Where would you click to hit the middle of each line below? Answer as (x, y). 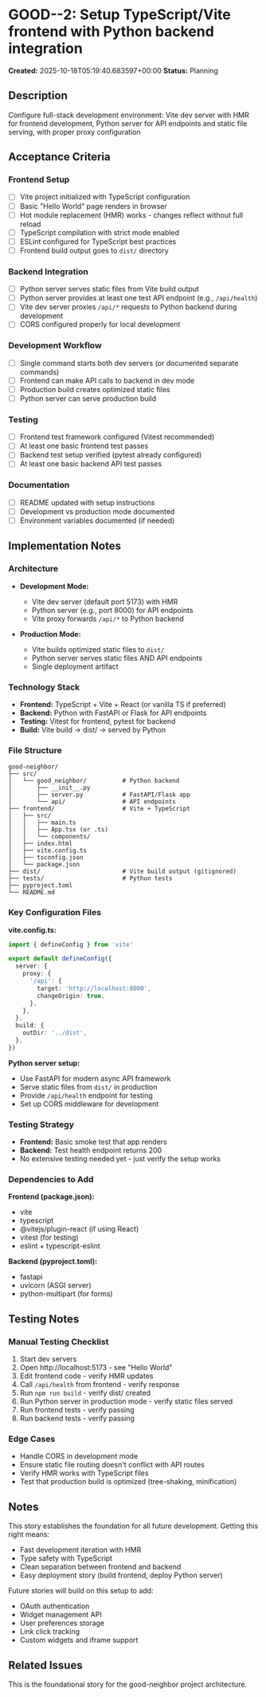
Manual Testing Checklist (59, 1341)
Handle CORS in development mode (79, 1456)
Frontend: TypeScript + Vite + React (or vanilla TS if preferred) (123, 704)
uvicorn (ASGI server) (55, 1286)
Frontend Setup (39, 179)
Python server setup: (44, 1063)
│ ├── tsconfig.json (46, 858)
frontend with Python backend (111, 31)
